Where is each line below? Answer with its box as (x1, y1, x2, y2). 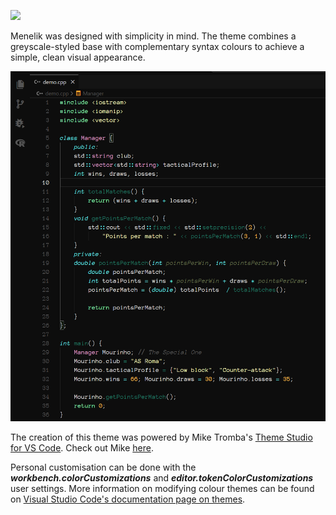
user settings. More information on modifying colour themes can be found (10, 483, 315, 495)
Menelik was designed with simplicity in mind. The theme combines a (10, 30, 297, 42)
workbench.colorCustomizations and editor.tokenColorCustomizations (10, 472, 314, 484)
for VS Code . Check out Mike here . (10, 442, 154, 454)
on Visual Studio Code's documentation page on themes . (10, 493, 246, 505)
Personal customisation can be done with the (10, 461, 197, 474)
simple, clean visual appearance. (10, 51, 146, 63)
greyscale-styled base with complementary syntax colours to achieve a (10, 41, 305, 52)
